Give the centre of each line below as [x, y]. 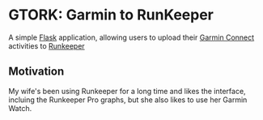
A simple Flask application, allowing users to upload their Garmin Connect [131, 37]
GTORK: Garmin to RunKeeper [111, 15]
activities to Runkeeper [47, 45]
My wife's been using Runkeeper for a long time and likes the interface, [127, 91]
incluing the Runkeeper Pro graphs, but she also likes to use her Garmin [128, 100]
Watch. [20, 108]
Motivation [36, 72]
